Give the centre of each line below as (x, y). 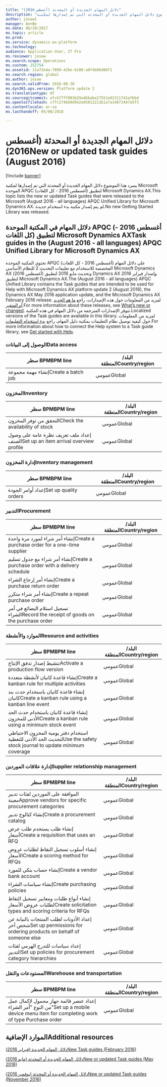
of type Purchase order (35, 1019)
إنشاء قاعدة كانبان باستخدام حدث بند (46, 692)
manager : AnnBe (21, 24)
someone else (25, 938)
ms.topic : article (25, 33)
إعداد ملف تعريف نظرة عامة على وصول (50, 435)
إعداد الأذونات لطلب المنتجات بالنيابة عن (50, 919)
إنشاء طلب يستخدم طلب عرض (41, 829)
